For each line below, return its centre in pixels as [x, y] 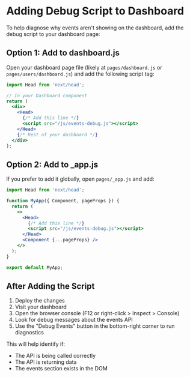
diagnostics [29, 333]
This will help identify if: [35, 344]
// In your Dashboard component [47, 95]
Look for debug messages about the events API [74, 320]
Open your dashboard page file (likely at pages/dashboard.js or [84, 67]
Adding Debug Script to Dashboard [95, 11]
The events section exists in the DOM [61, 369]
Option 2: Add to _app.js [52, 164]
